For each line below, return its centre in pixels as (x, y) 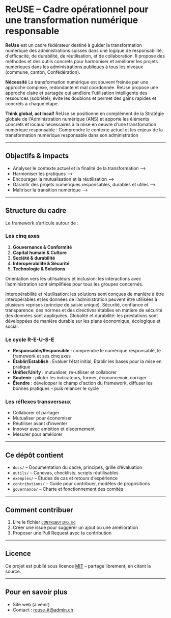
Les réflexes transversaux (38, 402)
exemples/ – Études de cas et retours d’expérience (65, 478)
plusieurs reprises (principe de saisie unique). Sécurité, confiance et (77, 304)
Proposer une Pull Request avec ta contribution (62, 533)
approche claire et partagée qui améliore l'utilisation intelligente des (76, 93)
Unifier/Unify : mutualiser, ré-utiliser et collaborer (65, 372)
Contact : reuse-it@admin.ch (43, 610)
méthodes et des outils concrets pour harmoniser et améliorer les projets (82, 61)
